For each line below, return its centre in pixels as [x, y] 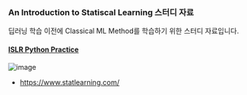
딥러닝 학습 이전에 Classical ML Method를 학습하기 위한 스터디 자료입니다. [123, 31]
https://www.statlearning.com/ [70, 82]
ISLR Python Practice [44, 49]
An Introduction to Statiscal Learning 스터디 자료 [101, 12]
